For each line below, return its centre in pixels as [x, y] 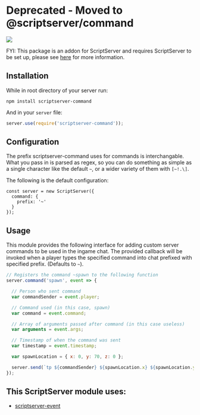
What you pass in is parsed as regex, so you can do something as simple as [99, 162]
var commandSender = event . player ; [56, 297]
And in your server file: [34, 112]
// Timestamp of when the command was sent [66, 340]
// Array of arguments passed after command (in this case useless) [98, 324]
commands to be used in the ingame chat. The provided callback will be [94, 251]
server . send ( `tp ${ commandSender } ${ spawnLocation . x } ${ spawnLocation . [102, 367]
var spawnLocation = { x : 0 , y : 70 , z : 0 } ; [68, 356]
